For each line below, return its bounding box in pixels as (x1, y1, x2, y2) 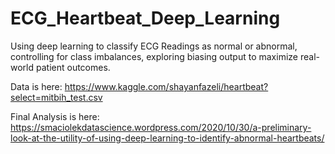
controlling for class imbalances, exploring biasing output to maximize (10, 50, 298, 62)
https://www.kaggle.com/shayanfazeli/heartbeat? (64, 80, 269, 92)
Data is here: (10, 80, 63, 92)
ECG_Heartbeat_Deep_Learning (10, 7, 281, 30)
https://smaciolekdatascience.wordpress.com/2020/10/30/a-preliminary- (10, 121, 312, 133)
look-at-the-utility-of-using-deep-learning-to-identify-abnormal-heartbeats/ (10, 132, 325, 144)
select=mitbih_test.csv (10, 91, 103, 103)
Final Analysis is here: (10, 110, 100, 122)
